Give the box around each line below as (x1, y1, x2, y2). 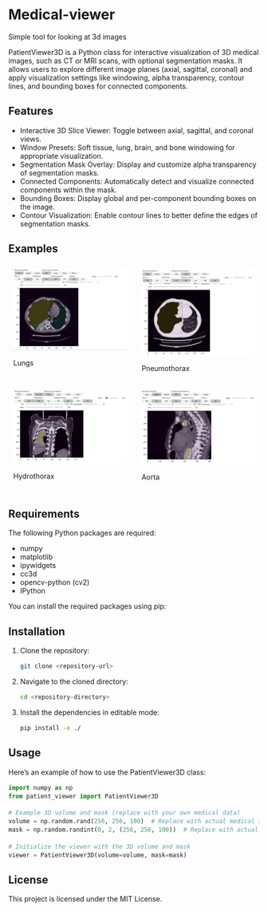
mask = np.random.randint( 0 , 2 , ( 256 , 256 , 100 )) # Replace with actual (8, 826, 259, 834)
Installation (8, 625, 65, 638)
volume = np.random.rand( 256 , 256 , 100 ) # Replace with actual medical (8, 818, 255, 826)
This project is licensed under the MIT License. (8, 894, 163, 904)
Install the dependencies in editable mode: (19, 708, 160, 717)
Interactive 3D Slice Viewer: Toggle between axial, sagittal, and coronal (19, 125, 254, 135)
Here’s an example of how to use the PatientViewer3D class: (8, 767, 206, 777)
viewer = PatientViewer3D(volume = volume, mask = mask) (8, 851, 187, 859)
